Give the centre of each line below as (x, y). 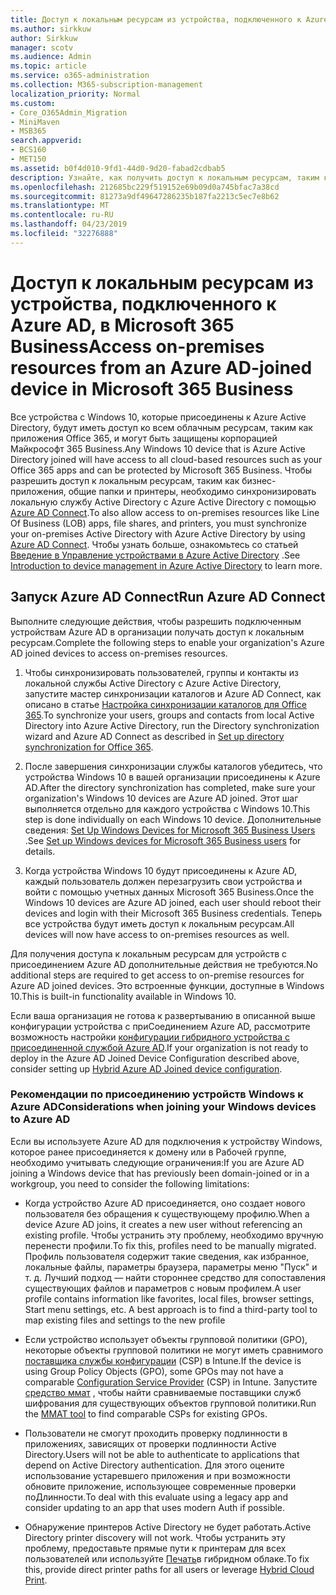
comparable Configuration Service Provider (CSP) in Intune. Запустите (171, 1382)
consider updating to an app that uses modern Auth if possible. (155, 1507)
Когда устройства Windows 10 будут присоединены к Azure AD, (161, 870)
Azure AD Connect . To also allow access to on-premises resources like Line (165, 512)
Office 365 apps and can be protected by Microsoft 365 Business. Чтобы (161, 470)
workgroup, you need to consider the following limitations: (130, 1183)
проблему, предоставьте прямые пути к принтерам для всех (155, 1548)
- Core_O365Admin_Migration (69, 112)
